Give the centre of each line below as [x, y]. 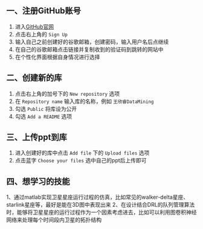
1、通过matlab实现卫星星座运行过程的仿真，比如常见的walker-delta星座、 [98, 197]
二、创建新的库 [34, 78]
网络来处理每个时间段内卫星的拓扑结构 [54, 220]
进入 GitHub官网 [34, 27]
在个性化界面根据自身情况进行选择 [57, 57]
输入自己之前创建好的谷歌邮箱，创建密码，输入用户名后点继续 [92, 42]
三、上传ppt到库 [37, 137]
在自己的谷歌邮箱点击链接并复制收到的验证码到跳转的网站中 [89, 49]
